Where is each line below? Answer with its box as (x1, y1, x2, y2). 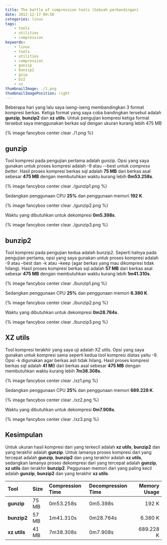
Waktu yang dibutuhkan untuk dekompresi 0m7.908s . (5, 406, 116, 412)
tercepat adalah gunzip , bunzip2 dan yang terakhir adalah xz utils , (5, 454, 143, 460)
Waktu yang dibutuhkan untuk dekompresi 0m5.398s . (5, 212, 116, 218)
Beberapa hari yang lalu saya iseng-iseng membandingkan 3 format (5, 104, 144, 110)
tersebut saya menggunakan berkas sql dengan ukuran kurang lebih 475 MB (5, 120, 162, 126)
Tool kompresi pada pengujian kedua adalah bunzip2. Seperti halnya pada (5, 250, 157, 255)
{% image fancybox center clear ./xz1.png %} (5, 377, 98, 383)
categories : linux (5, 16, 43, 21)
